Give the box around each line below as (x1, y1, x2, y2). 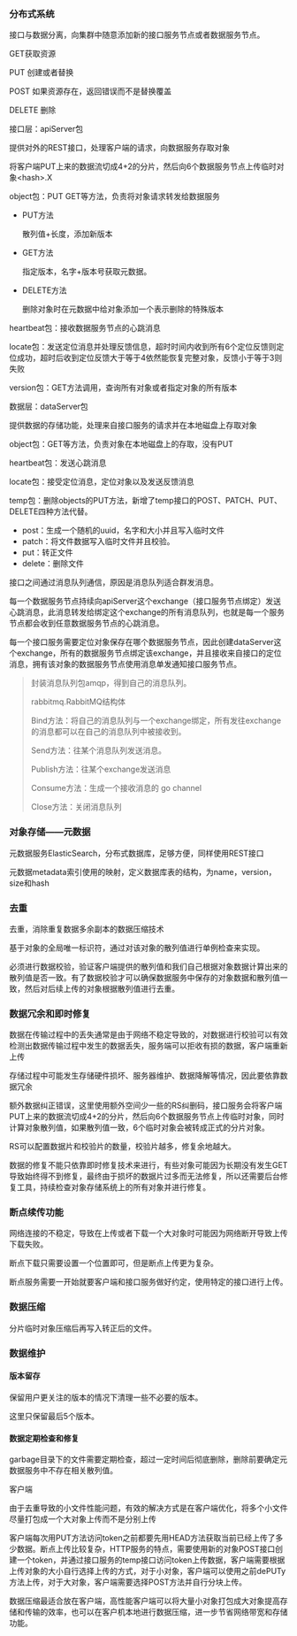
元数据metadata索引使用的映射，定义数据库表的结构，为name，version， (9, 866, 277, 877)
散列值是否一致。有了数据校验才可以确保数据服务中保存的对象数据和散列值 (9, 972, 280, 983)
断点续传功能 (9, 1206, 65, 1218)
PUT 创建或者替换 (9, 67, 74, 78)
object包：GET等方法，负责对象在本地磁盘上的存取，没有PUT (9, 439, 234, 449)
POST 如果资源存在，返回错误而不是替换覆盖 (9, 86, 172, 96)
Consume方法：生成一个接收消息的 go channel (30, 783, 202, 794)
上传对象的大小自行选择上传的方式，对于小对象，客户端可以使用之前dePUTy (9, 1566, 286, 1577)
